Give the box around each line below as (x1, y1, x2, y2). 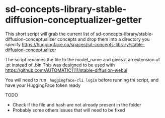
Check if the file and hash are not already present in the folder (12, 101, 142, 107)
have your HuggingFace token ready (5, 82, 81, 88)
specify (5, 41, 21, 47)
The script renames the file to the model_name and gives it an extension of (5, 56, 160, 62)
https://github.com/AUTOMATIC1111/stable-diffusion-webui (5, 67, 127, 73)
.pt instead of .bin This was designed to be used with (5, 62, 115, 68)
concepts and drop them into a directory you (57, 36, 150, 42)
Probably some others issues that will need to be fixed (12, 107, 125, 113)
